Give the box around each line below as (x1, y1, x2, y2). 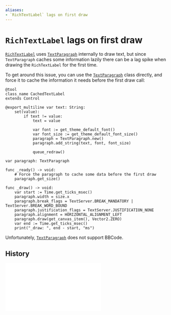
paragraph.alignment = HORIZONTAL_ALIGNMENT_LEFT (14, 212, 123, 217)
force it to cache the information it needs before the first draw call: (5, 77, 145, 83)
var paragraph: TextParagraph (5, 159, 70, 164)
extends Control (5, 96, 40, 101)
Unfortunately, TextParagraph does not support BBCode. (5, 234, 124, 240)
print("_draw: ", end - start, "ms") (14, 226, 95, 231)
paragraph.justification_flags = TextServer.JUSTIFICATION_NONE (14, 208, 154, 213)
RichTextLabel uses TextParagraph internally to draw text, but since (5, 51, 146, 57)
